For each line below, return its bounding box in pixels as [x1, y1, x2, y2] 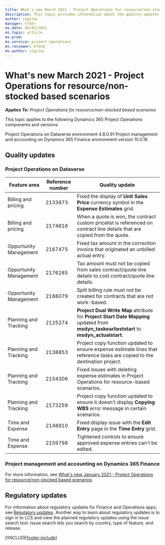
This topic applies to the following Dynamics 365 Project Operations [5, 116, 143, 122]
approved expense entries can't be [77, 439, 158, 446]
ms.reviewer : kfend [5, 44, 45, 49]
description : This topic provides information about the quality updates [5, 12, 160, 17]
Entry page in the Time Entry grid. [77, 425, 157, 432]
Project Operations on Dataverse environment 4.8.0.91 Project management [5, 131, 158, 137]
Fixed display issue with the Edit [77, 419, 151, 426]
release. [5, 525, 22, 531]
